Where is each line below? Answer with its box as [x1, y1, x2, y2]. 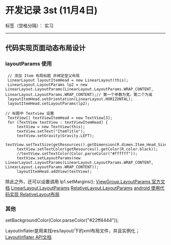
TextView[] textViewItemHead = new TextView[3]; [7, 115, 113, 120]
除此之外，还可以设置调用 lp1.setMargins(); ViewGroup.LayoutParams [5, 178, 151, 184]
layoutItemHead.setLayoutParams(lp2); [7, 101, 90, 106]
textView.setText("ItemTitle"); [16, 129, 85, 134]
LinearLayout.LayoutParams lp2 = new [7, 82, 88, 87]
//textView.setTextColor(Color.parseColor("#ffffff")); [16, 151, 138, 156]
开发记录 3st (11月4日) [5, 5, 98, 16]
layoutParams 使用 [5, 60, 52, 67]
